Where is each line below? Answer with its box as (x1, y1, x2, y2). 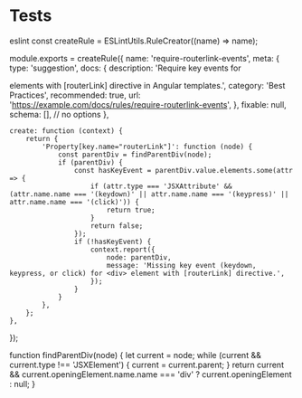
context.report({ (90, 245, 156, 254)
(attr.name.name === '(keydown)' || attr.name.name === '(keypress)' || (9, 189, 289, 199)
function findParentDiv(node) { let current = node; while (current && (9, 349, 262, 360)
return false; (90, 221, 144, 231)
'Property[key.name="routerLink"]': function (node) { (42, 142, 253, 151)
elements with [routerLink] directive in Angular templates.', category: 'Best (9, 80, 286, 90)
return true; (106, 205, 156, 214)
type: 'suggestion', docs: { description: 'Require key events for (9, 62, 241, 73)
